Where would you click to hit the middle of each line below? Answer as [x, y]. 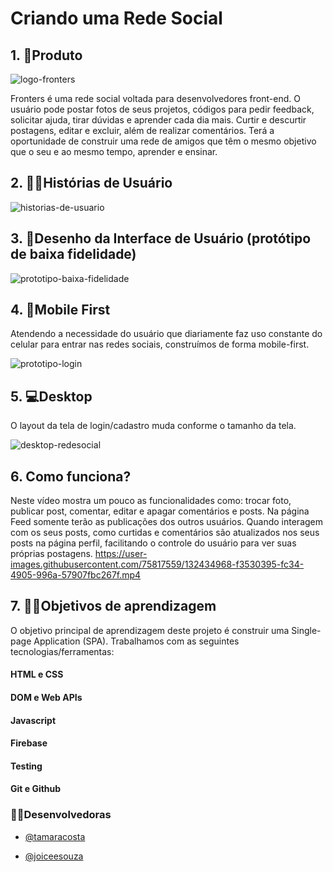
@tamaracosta [55, 836]
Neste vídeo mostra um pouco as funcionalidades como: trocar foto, [151, 501]
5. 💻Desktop [51, 396]
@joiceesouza [54, 856]
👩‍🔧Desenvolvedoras [61, 815]
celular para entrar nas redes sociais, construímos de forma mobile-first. [160, 344]
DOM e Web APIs [46, 698]
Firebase [29, 743]
